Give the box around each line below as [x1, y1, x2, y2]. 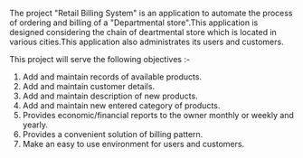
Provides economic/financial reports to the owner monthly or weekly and [22, 110, 294, 120]
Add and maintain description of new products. [22, 90, 198, 101]
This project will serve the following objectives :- [9, 54, 191, 64]
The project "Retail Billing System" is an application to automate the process [9, 8, 293, 18]
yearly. [22, 119, 48, 130]
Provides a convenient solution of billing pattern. [22, 129, 204, 139]
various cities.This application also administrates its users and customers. [9, 36, 284, 47]
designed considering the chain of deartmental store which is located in [9, 27, 278, 37]
